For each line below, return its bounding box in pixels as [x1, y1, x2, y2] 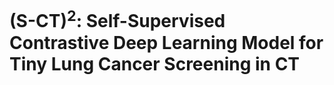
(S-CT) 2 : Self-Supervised [9, 6, 226, 33]
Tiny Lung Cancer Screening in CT [9, 52, 301, 75]
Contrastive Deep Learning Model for [9, 31, 324, 54]
